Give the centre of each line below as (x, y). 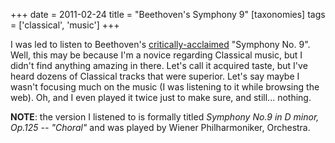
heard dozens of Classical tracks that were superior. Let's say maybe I (155, 76)
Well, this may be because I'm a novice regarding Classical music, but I (156, 55)
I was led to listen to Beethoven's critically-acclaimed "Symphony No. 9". (160, 44)
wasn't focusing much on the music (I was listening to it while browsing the (165, 87)
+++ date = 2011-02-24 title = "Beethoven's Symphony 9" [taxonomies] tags (168, 14)
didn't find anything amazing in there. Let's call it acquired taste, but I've (159, 65)
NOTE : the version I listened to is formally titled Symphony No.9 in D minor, (165, 117)
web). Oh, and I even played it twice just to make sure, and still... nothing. (161, 97)
